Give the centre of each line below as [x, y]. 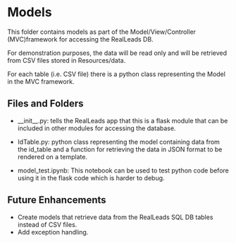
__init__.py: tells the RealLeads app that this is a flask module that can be [123, 120]
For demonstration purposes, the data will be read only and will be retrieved [117, 53]
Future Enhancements [57, 200]
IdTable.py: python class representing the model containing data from [119, 142]
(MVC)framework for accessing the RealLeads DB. [80, 39]
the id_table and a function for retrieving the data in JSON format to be [120, 149]
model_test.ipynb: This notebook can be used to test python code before [123, 170]
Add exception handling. [53, 232]
